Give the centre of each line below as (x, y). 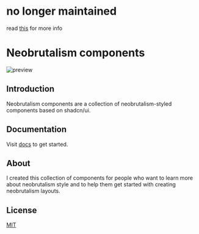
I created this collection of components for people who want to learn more (100, 178)
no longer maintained (62, 11)
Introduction (31, 89)
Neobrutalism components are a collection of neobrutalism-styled (89, 104)
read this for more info (34, 28)
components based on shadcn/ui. (49, 110)
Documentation (37, 130)
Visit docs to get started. (37, 144)
